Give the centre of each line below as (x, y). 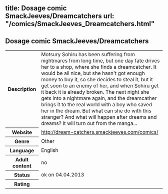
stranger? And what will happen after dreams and (99, 117)
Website (22, 132)
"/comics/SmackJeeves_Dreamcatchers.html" (80, 24)
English (49, 150)
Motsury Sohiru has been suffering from (88, 55)
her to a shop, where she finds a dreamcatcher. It (98, 67)
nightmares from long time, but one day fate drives (100, 61)
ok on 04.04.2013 (62, 174)
